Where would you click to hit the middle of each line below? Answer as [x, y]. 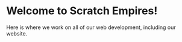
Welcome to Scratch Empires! [82, 11]
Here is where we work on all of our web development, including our [91, 27]
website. [17, 33]
